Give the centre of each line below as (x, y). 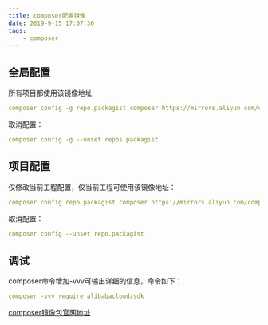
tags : (17, 30)
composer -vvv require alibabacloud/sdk (77, 296)
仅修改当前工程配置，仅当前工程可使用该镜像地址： (92, 187)
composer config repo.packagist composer (78, 202)
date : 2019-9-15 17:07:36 (51, 23)
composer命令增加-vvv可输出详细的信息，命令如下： (95, 281)
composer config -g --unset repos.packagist (83, 139)
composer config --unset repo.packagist (77, 234)
